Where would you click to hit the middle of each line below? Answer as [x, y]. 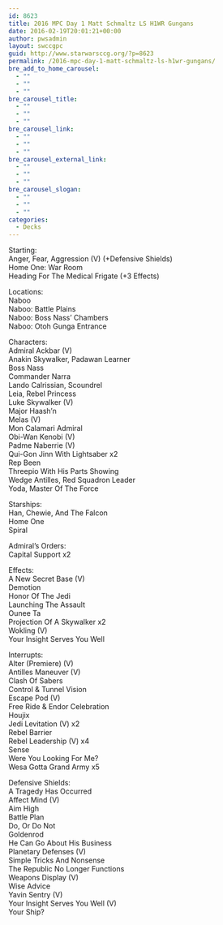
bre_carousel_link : [41, 129]
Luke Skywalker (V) [41, 402]
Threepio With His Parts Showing [64, 471]
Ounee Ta [25, 613]
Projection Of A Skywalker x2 [58, 622]
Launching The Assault [47, 604]
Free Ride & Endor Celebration [59, 707]
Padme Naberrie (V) [42, 445]
